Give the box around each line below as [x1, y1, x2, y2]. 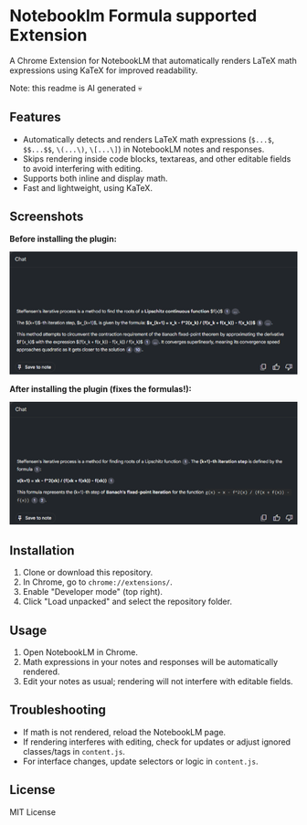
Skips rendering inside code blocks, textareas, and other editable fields [22, 153, 291, 164]
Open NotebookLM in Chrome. [22, 646, 139, 658]
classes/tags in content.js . [22, 746, 126, 756]
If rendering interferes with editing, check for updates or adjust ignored [22, 736, 291, 747]
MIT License [9, 806, 57, 818]
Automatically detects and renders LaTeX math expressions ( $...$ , [22, 133, 275, 144]
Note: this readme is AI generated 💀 [9, 82, 143, 93]
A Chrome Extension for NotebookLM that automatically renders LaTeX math [9, 55, 297, 66]
